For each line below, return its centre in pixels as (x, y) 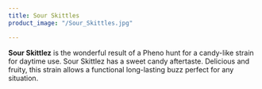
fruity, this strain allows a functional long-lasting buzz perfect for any (121, 69)
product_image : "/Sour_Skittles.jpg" (71, 23)
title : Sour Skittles (44, 15)
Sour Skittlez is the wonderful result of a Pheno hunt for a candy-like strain (131, 52)
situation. (23, 78)
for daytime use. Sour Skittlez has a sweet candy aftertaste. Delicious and (129, 61)
